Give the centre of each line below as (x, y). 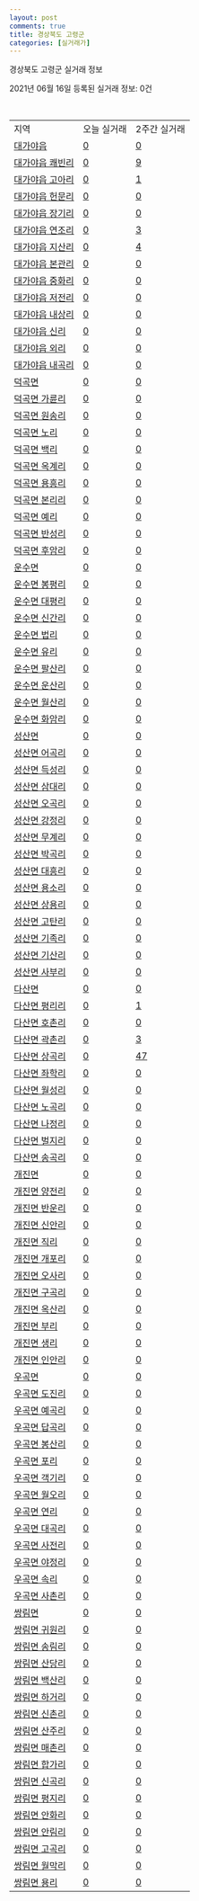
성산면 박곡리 (40, 854)
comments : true (38, 26)
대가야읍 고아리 (44, 180)
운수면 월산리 (40, 702)
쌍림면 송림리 (40, 1647)
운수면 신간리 (40, 619)
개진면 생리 (36, 1343)
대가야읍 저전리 (44, 298)
